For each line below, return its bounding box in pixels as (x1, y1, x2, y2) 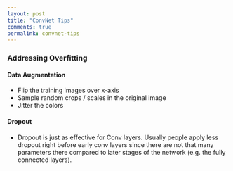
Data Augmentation (7, 70, 66, 79)
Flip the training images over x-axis (17, 86, 119, 95)
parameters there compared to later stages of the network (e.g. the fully (17, 148, 226, 156)
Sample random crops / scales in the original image (17, 94, 166, 102)
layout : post (7, 10, 46, 18)
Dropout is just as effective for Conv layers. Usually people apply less (17, 133, 219, 141)
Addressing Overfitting (7, 53, 88, 63)
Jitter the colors (17, 101, 64, 110)
